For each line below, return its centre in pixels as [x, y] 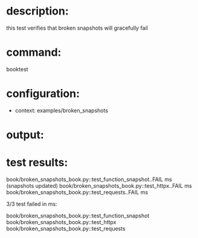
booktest [17, 69]
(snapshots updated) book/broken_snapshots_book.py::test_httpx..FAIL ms [99, 185]
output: [25, 135]
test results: [37, 163]
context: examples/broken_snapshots [62, 110]
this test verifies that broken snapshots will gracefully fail [77, 28]
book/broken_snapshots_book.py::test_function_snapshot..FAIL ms [89, 179]
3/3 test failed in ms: [32, 203]
